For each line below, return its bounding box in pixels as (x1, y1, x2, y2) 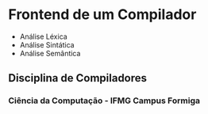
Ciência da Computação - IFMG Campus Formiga (8, 95, 201, 106)
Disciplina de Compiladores (8, 71, 148, 85)
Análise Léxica (19, 32, 67, 41)
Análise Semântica (19, 48, 81, 58)
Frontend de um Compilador (8, 6, 197, 24)
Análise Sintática (19, 40, 75, 49)
